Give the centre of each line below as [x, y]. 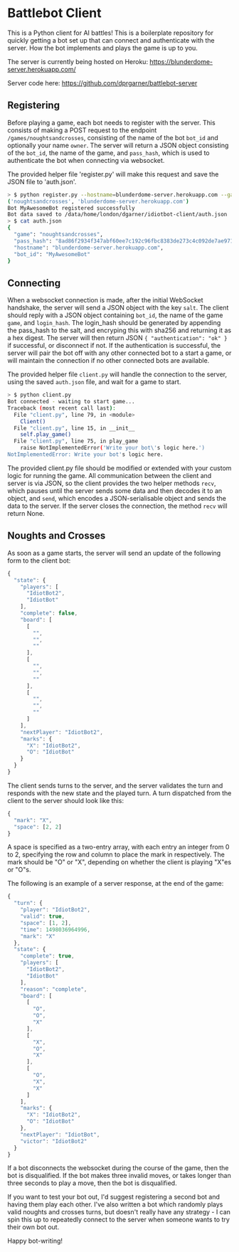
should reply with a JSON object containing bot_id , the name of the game [115, 315]
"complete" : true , [47, 956]
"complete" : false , [49, 613]
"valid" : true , [43, 916]
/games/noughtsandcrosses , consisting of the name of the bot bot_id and [113, 137]
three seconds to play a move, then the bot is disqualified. [92, 1183]
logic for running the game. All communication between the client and [110, 475]
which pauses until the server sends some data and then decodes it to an [115, 490]
